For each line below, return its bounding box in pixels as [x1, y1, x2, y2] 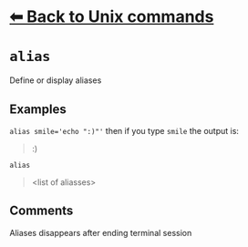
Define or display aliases [9, 75, 102, 86]
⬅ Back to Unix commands [9, 6, 214, 27]
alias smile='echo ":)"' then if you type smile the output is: [9, 125, 240, 136]
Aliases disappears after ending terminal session [9, 227, 192, 238]
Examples [9, 101, 67, 117]
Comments [9, 203, 74, 219]
